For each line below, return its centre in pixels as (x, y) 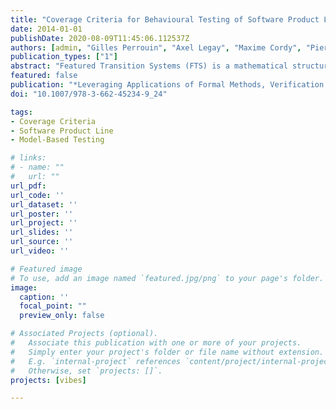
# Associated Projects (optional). (84, 334)
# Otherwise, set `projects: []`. (86, 371)
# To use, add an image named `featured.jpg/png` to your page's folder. (167, 278)
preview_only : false (62, 316)
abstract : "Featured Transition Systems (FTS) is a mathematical (149, 66)
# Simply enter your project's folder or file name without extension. (167, 352)
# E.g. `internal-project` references (96, 361)
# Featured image (46, 269)
